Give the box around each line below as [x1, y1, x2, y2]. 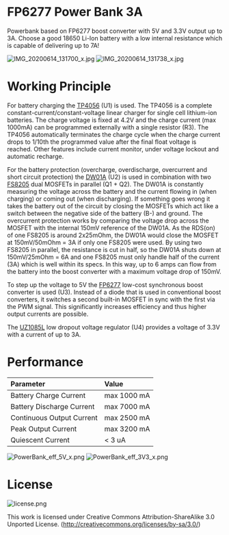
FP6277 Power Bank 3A [7, 4, 144, 20]
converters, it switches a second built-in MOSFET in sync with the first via [7, 295, 215, 303]
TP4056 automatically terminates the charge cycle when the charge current [7, 130, 221, 138]
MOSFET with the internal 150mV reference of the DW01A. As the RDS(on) [7, 223, 215, 232]
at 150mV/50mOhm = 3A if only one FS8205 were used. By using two [7, 238, 202, 247]
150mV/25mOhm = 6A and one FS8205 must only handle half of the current [7, 253, 220, 261]
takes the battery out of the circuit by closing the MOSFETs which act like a [7, 201, 219, 210]
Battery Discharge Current [10, 401, 95, 411]
